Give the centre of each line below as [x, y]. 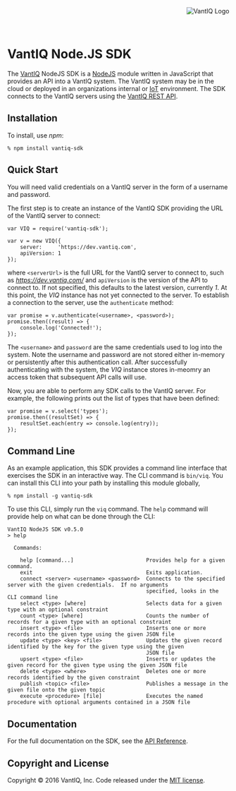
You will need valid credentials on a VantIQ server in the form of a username [118, 187]
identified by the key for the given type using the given [96, 647]
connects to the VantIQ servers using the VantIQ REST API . [93, 96]
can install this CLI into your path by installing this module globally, [104, 483]
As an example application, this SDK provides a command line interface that [117, 468]
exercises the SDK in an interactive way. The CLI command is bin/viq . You [115, 476]
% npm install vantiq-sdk [45, 148]
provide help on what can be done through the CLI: [81, 517]
